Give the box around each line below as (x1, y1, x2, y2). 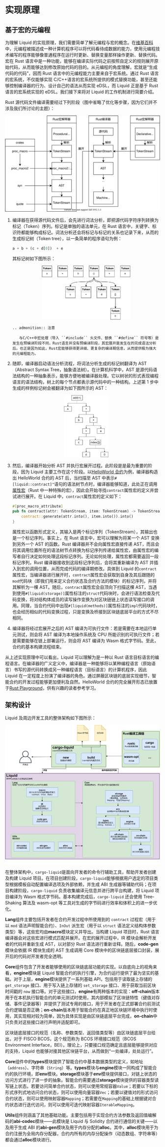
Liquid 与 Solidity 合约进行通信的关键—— (70, 1118, 154, 1124)
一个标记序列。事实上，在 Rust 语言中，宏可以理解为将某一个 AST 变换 (16, 535, 160, 541)
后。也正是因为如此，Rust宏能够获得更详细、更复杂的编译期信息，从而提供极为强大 (12, 346, 157, 351)
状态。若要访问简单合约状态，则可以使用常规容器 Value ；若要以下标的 (18, 1083, 158, 1089)
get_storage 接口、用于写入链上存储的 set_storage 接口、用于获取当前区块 (5, 983, 156, 988)
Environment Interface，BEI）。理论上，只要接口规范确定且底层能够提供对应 (5, 1042, 158, 1048)
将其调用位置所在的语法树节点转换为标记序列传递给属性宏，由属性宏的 (12, 547, 155, 553)
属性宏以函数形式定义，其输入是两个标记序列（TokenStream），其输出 (12, 529, 153, 535)
